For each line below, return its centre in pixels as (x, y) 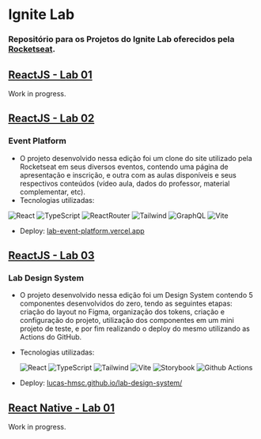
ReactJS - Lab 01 (50, 75)
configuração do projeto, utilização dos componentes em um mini (127, 321)
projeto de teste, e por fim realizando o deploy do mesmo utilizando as (135, 328)
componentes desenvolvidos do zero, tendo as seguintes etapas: (126, 304)
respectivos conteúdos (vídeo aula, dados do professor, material (125, 183)
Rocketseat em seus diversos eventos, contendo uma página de (124, 167)
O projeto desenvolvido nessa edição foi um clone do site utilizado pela (136, 158)
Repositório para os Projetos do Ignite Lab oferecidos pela (121, 39)
